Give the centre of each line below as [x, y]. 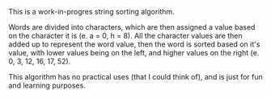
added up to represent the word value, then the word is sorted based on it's [134, 44]
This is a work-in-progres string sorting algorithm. [92, 12]
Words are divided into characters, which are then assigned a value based [132, 27]
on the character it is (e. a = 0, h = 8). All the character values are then [125, 36]
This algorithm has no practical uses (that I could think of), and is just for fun [135, 77]
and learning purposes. [47, 85]
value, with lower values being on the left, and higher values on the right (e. [134, 53]
